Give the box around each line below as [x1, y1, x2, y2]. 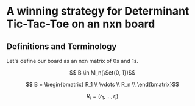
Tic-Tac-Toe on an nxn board [6, 17, 155, 31]
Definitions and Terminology [6, 41, 117, 51]
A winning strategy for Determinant [6, 4, 190, 18]
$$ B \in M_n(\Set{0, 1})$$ [69, 69, 136, 76]
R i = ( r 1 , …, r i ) [86, 93, 119, 101]
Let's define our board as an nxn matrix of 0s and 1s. [6, 58, 139, 64]
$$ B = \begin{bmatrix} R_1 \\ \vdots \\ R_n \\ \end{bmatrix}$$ [26, 81, 179, 88]
